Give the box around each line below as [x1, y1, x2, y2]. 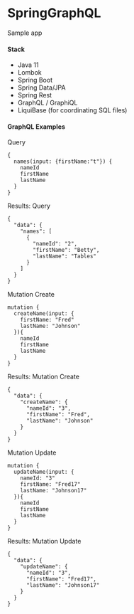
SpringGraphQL [7, 5, 101, 21]
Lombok [17, 68, 43, 77]
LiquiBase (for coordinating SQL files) [17, 106, 128, 115]
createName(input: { [13, 310, 74, 317]
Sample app [7, 28, 43, 37]
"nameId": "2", [33, 240, 78, 248]
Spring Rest [17, 91, 52, 100]
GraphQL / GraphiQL [17, 98, 78, 107]
